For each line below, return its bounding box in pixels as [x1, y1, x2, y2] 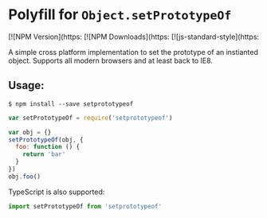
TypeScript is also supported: [8, 187, 105, 197]
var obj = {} [8, 128, 52, 136]
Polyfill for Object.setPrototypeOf [8, 6, 232, 24]
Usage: [8, 79, 45, 92]
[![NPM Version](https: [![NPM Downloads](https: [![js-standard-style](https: [8, 32, 260, 41]
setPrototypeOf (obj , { [8, 135, 84, 144]
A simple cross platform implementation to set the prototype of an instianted [8, 47, 259, 56]
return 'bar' [22, 150, 66, 158]
